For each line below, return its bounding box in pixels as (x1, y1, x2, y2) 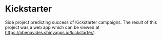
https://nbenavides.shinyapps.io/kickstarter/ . (5, 29, 95, 35)
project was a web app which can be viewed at (5, 24, 100, 30)
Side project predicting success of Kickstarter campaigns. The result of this (5, 19, 157, 25)
